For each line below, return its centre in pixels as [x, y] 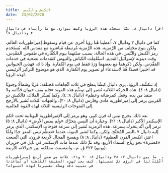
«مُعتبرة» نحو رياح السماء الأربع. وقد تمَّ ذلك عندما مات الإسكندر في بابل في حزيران [83, 142]
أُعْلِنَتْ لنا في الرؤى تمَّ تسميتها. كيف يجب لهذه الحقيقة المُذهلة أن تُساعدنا [85, 161]
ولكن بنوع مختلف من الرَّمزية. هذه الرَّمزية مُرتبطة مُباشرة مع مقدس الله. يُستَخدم [81, 47]
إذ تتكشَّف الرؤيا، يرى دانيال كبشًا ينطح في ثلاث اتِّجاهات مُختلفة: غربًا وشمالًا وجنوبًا [81, 84]
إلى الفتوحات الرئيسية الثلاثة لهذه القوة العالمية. [50, 105]
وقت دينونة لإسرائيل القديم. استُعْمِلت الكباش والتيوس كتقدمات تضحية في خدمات [81, 58]
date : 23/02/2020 [25, 15]
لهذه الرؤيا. [16, 74]
